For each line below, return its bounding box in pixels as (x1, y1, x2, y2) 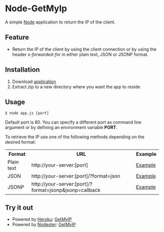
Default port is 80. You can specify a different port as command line (5, 119, 142, 125)
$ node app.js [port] (5, 111, 49, 116)
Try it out (5, 203, 33, 211)
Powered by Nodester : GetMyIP (12, 222, 76, 228)
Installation (5, 65, 40, 74)
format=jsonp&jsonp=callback (31, 187, 101, 193)
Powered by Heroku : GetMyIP (12, 216, 72, 222)
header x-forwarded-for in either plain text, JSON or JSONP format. (12, 51, 149, 57)
